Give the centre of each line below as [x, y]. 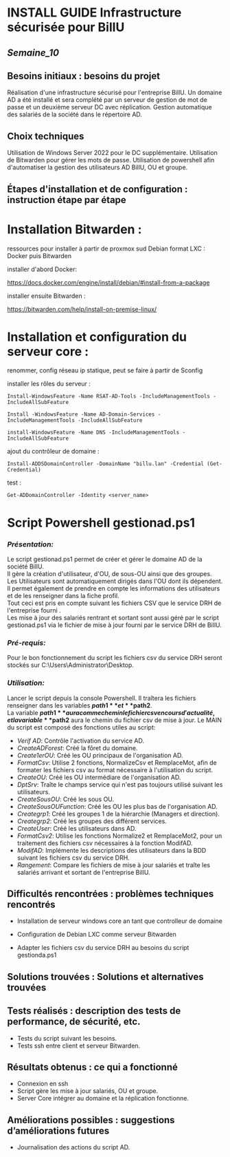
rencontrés [31, 904]
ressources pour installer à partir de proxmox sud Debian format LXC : [106, 248]
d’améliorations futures [58, 1131]
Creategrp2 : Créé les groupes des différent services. [92, 821]
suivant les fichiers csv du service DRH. [73, 858]
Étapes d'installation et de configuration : [97, 189]
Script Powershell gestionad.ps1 [101, 523]
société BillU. [26, 566]
